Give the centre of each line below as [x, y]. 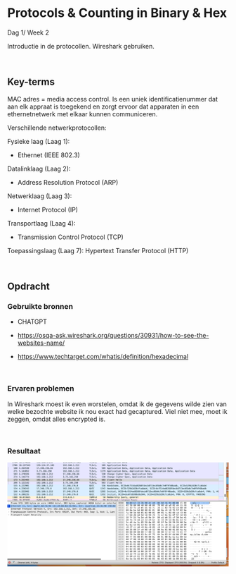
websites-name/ [41, 343]
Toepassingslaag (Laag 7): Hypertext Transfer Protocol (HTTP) [98, 250]
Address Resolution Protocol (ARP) [68, 182]
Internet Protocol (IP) [48, 209]
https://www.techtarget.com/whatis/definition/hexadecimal [103, 357]
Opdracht [29, 287]
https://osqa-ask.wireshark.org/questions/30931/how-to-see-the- [113, 336]
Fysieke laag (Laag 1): [39, 141]
